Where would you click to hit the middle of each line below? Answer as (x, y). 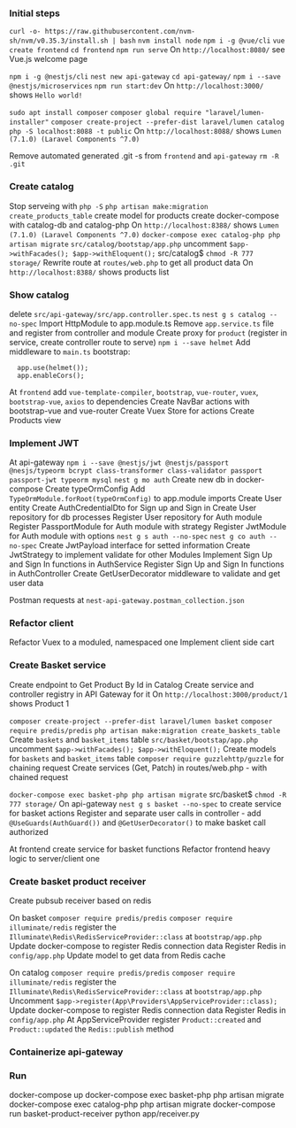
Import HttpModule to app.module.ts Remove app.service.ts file (156, 323)
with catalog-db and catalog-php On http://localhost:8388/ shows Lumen (144, 225)
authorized (29, 831)
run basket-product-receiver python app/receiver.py (105, 1114)
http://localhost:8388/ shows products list (89, 272)
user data (27, 583)
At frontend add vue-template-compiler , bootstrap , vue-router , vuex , (134, 391)
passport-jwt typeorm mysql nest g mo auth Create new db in (121, 480)
